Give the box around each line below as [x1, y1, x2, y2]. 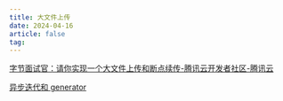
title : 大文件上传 [9, 12, 71, 22]
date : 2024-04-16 [9, 21, 74, 30]
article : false [9, 29, 66, 38]
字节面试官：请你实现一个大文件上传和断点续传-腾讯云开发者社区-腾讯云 [9, 63, 274, 74]
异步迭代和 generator [9, 82, 87, 93]
